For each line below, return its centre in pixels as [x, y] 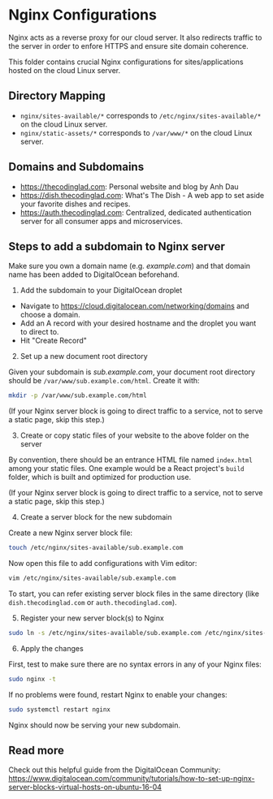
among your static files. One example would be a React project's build [127, 469]
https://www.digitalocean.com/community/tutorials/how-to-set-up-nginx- [132, 779]
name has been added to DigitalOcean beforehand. [94, 274]
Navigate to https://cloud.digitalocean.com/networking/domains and [134, 306]
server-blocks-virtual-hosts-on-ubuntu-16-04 [85, 787]
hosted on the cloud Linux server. [64, 70]
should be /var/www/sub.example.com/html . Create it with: [104, 381]
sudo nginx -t [32, 679]
